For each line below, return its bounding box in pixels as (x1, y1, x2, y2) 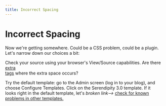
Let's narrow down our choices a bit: (5, 50, 80, 56)
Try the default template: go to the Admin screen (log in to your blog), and (5, 79, 156, 85)
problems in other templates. (5, 95, 64, 101)
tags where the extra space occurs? (5, 70, 79, 76)
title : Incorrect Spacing (5, 7, 58, 12)
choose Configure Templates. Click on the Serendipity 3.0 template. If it (5, 85, 151, 91)
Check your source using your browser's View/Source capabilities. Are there (5, 60, 161, 66)
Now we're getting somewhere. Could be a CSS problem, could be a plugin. (5, 45, 159, 51)
